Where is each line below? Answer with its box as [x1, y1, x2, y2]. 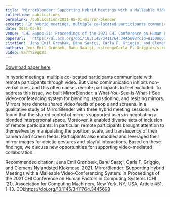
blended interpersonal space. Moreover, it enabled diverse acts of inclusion [5, 117, 163, 123]
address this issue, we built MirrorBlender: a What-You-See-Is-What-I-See [5, 90, 160, 96]
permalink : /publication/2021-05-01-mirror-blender [5, 17, 116, 22]
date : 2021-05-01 [5, 26, 42, 31]
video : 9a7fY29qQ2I [5, 50, 47, 55]
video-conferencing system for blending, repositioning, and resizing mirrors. [5, 95, 164, 102]
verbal [5, 84, 19, 90]
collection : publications [5, 12, 60, 17]
